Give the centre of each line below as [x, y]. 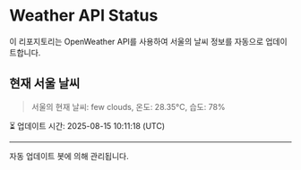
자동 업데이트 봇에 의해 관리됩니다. [69, 156]
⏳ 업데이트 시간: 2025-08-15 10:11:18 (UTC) [87, 125]
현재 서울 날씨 [45, 84]
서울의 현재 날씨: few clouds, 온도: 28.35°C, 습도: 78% [128, 106]
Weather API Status [84, 16]
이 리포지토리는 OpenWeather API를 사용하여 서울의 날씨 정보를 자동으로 [137, 41]
